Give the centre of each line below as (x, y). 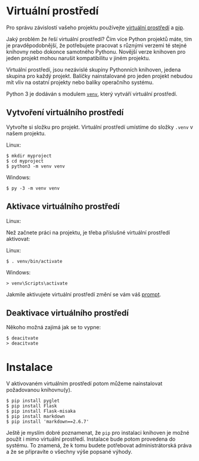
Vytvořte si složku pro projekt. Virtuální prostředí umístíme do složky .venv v (100, 127)
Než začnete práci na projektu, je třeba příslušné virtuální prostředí (88, 232)
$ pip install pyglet (33, 401)
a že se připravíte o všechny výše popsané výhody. (69, 452)
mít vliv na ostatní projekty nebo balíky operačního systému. (80, 82)
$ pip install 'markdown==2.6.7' (48, 422)
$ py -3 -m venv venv (33, 188)
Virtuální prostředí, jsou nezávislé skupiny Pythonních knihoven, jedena (94, 69)
